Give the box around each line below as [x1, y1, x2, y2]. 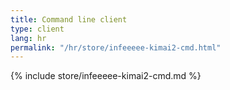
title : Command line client [10, 14, 128, 25]
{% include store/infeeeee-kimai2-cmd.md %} [10, 70, 202, 82]
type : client [10, 24, 65, 34]
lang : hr [10, 33, 47, 43]
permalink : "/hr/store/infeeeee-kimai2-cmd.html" [10, 42, 222, 53]
